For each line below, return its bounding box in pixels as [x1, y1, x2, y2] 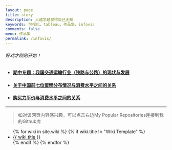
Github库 [22, 118, 41, 124]
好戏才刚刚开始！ [5, 52, 41, 59]
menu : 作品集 [5, 31, 31, 36]
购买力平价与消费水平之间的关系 [12, 95, 80, 101]
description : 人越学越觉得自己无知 [5, 17, 73, 22]
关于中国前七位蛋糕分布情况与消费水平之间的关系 [12, 82, 116, 88]
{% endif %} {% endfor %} [12, 139, 70, 145]
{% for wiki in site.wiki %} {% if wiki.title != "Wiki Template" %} [12, 128, 146, 135]
